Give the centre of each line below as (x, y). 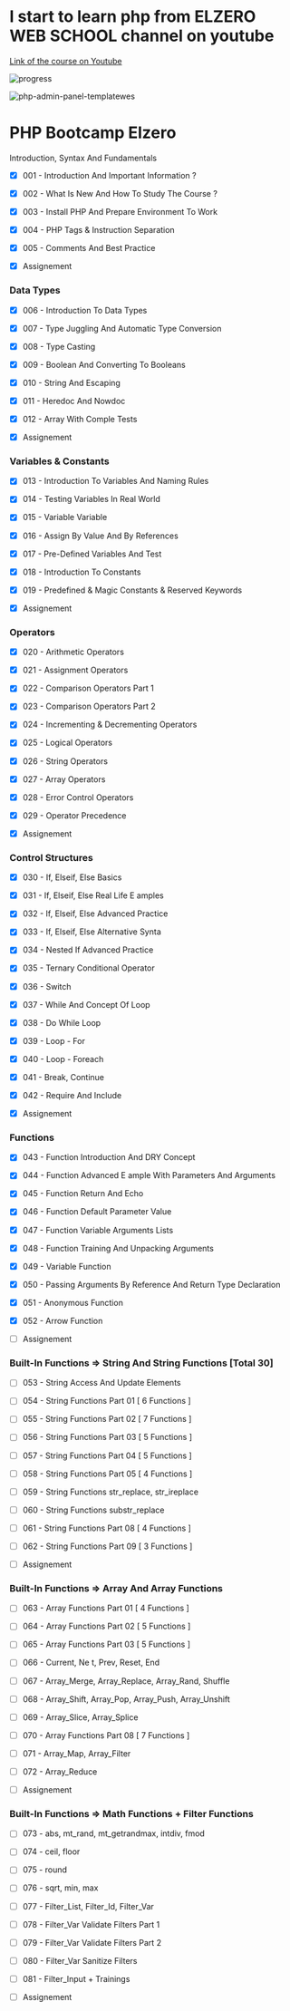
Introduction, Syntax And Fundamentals (83, 158)
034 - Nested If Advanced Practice (88, 950)
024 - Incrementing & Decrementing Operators (110, 725)
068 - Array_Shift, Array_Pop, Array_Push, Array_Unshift (126, 1699)
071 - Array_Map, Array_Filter (77, 1753)
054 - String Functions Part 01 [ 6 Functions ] (107, 1401)
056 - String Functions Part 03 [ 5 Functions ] (107, 1437)
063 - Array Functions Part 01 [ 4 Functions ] (106, 1608)
